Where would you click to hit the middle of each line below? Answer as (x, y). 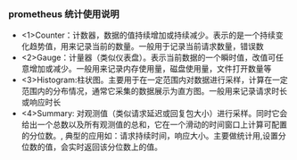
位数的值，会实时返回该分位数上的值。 (91, 147)
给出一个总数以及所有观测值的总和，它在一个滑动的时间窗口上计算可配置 (154, 125)
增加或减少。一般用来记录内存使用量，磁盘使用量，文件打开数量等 (150, 69)
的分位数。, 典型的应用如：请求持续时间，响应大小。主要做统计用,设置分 (153, 136)
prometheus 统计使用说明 (64, 13)
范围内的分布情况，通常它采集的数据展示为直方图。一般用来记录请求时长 (154, 91)
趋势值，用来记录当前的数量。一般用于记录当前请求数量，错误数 (146, 46)
